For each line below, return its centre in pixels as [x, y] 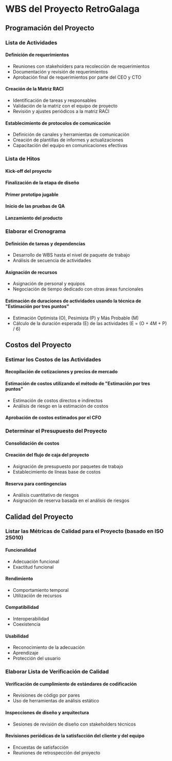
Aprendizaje [25, 653]
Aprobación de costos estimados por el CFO [53, 418]
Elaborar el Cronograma [36, 231]
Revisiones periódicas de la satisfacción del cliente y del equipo [75, 736]
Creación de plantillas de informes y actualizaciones [68, 140]
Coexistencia [26, 624]
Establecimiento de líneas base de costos [57, 472]
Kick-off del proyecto [28, 171]
